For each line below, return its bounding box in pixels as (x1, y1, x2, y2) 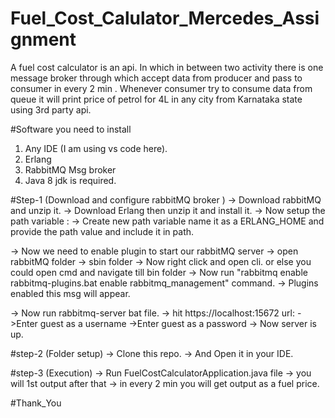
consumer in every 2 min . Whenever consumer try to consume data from (10, 82, 313, 94)
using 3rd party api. (10, 103, 92, 116)
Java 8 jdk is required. (24, 174, 117, 186)
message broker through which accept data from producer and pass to (10, 72, 303, 84)
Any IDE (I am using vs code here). (24, 142, 168, 154)
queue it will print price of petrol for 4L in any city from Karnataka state (10, 93, 303, 105)
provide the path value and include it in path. (10, 225, 195, 237)
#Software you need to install (10, 123, 132, 135)
